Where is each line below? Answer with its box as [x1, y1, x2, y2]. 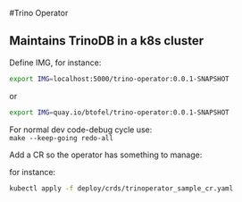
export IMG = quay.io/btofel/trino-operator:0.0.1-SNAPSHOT [9, 107, 229, 117]
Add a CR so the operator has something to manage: [9, 149, 203, 160]
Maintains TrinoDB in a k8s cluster [9, 33, 204, 48]
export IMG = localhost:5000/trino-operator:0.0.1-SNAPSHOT [9, 74, 229, 83]
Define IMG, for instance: [9, 57, 102, 68]
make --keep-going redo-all [9, 133, 114, 142]
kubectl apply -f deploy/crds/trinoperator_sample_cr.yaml [9, 183, 234, 193]
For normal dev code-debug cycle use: [9, 124, 153, 135]
